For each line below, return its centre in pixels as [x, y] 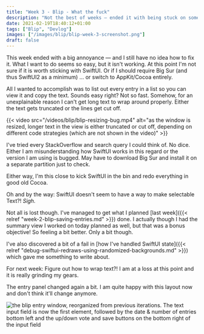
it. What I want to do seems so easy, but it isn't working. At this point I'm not [101, 64]
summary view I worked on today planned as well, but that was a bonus [96, 226]
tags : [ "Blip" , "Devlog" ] [39, 29]
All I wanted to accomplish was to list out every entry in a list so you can [96, 89]
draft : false [23, 40]
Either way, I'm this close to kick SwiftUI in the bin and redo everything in [97, 176]
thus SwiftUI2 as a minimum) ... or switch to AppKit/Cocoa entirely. [90, 77]
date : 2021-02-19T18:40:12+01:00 [49, 23]
